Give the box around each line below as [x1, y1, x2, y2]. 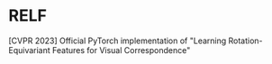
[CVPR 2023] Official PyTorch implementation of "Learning [8, 35, 227, 46]
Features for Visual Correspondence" [51, 44, 191, 55]
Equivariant [8, 44, 50, 55]
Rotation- [228, 35, 263, 46]
